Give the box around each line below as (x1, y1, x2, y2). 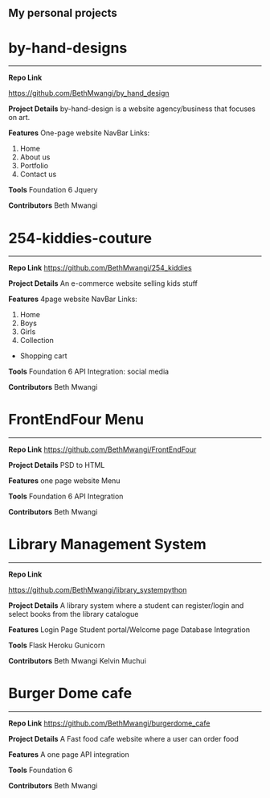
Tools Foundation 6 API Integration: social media (8, 366, 170, 377)
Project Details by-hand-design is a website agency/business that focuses (8, 104, 256, 114)
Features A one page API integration (8, 750, 130, 759)
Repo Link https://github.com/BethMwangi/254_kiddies (8, 263, 192, 273)
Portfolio (19, 161, 49, 171)
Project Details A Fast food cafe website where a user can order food (8, 734, 239, 744)
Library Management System (8, 535, 207, 554)
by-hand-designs (8, 39, 128, 57)
